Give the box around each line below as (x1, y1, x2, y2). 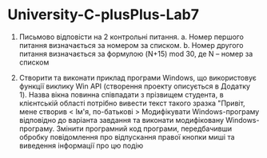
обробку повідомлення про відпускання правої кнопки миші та (18, 132, 235, 141)
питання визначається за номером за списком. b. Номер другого (18, 40, 244, 49)
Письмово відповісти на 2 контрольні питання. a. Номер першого (18, 32, 245, 41)
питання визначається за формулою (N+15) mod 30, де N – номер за (18, 49, 253, 58)
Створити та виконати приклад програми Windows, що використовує (18, 73, 257, 82)
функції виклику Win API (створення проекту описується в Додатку (18, 81, 251, 91)
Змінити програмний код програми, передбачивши (56, 124, 233, 133)
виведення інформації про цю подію (18, 140, 144, 150)
